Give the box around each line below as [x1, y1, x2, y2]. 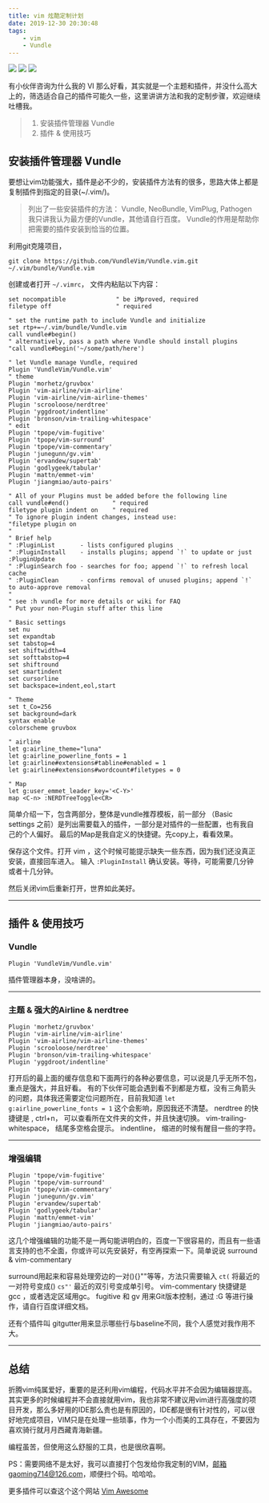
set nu [8, 625, 30, 633]
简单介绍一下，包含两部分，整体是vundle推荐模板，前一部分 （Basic [8, 809, 234, 819]
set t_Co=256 [8, 703, 52, 711]
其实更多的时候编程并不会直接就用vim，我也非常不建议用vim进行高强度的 [8, 1395, 250, 1405]
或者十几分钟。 [8, 866, 58, 876]
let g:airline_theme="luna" [8, 744, 102, 753]
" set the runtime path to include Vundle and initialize [8, 316, 206, 324]
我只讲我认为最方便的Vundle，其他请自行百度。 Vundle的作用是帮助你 [27, 214, 259, 223]
